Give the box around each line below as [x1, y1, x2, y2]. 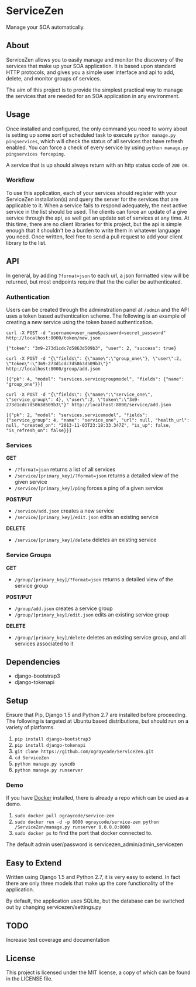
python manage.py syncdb [14, 762, 75, 767]
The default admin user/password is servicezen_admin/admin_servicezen [6, 841, 183, 848]
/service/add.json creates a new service [14, 507, 114, 514]
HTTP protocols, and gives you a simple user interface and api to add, [6, 69, 175, 76]
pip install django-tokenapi [14, 743, 86, 749]
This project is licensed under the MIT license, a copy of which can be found [6, 969, 191, 976]
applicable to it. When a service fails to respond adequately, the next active [6, 201, 187, 209]
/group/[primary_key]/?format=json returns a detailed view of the [14, 575, 174, 582]
